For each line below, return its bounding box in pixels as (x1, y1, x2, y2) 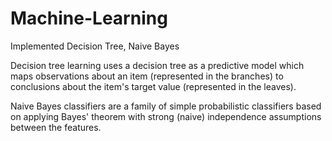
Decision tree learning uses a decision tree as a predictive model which (10, 59, 305, 71)
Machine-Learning (10, 7, 168, 30)
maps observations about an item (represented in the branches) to (10, 70, 284, 82)
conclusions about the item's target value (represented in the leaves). (10, 80, 297, 92)
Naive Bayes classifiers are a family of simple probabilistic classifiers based (10, 100, 322, 112)
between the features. (10, 121, 102, 133)
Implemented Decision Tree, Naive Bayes (10, 40, 180, 52)
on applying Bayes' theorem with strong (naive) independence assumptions (10, 110, 322, 122)
